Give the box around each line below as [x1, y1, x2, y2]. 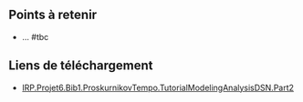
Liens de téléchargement [8, 58, 153, 74]
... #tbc [21, 31, 49, 42]
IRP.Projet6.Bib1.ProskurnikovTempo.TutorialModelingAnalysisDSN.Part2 [21, 82, 294, 93]
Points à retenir [8, 7, 98, 23]
